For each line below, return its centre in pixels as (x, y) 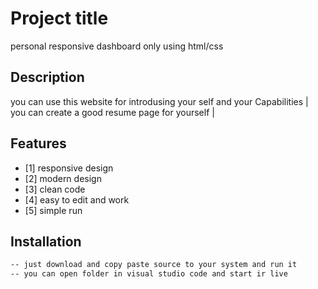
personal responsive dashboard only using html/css (117, 46)
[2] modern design (63, 178)
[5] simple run (53, 210)
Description (47, 77)
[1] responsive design (69, 168)
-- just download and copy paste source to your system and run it (154, 265)
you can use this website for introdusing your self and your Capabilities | (159, 101)
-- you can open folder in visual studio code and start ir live (149, 274)
